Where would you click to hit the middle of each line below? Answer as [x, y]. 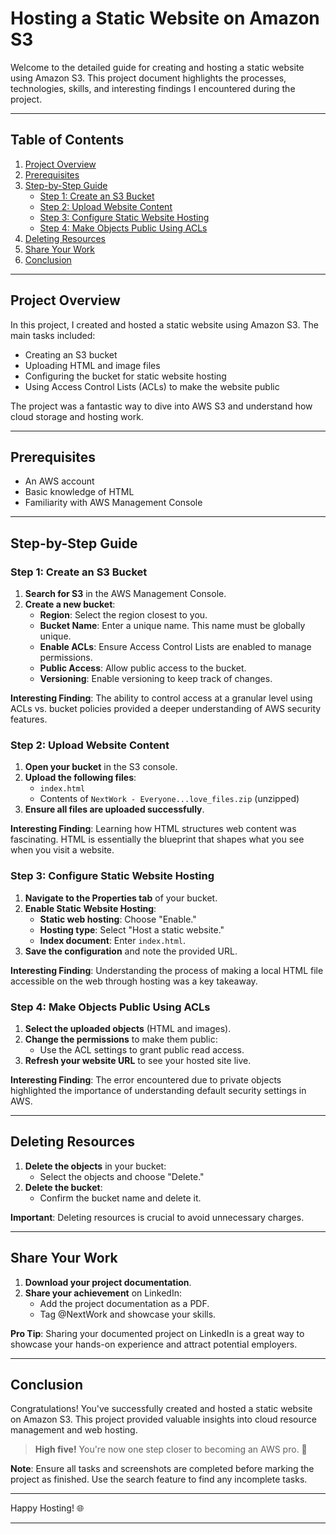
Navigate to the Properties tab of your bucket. [121, 898]
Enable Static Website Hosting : [90, 908]
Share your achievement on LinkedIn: [103, 1293]
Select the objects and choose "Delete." [122, 1176]
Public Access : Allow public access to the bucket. [143, 668]
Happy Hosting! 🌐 [47, 1508]
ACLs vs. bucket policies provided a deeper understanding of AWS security [166, 709]
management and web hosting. [74, 1430]
